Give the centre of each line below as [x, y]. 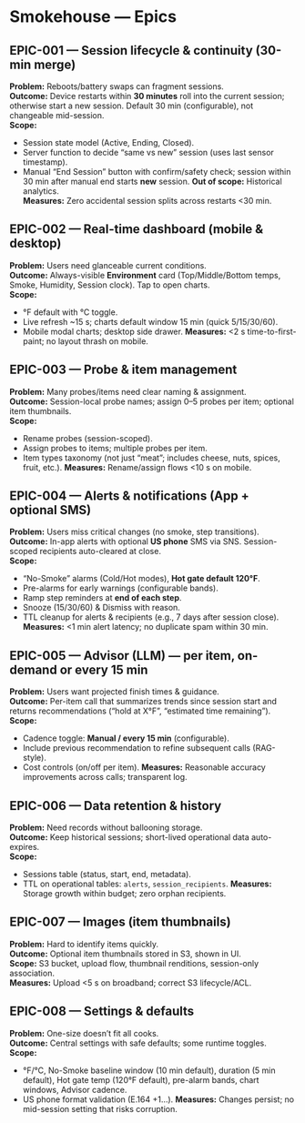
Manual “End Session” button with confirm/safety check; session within [157, 172]
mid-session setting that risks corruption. [100, 1108]
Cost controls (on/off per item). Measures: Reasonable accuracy [144, 767]
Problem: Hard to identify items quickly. [84, 944]
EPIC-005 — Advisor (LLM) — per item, [122, 656]
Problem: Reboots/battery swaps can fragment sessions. [117, 86]
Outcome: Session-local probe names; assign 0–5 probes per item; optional [152, 401]
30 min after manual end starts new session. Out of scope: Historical [152, 181]
